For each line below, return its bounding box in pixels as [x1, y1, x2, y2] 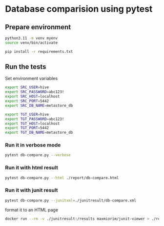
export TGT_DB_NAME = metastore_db [5, 130, 73, 135]
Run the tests [5, 62, 46, 71]
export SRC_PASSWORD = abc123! [5, 89, 64, 95]
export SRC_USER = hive [5, 85, 49, 90]
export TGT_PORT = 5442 [5, 125, 49, 130]
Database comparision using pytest [5, 3, 153, 15]
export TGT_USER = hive [5, 112, 49, 117]
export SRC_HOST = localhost [5, 94, 60, 99]
